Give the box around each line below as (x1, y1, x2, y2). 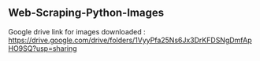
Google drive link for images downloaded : (8, 27, 146, 36)
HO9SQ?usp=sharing (8, 43, 77, 53)
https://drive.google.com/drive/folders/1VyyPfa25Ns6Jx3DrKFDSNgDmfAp (8, 35, 252, 45)
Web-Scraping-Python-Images (8, 6, 164, 20)
